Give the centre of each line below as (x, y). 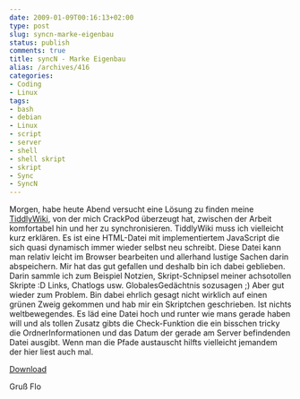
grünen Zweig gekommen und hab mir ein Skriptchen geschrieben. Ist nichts (150, 304)
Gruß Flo (26, 386)
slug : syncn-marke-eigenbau (62, 34)
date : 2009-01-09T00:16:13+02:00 (72, 17)
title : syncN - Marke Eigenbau (68, 59)
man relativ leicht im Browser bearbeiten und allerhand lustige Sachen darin (149, 257)
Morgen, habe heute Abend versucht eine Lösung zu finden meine (132, 209)
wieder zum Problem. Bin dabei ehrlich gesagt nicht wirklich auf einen (138, 295)
